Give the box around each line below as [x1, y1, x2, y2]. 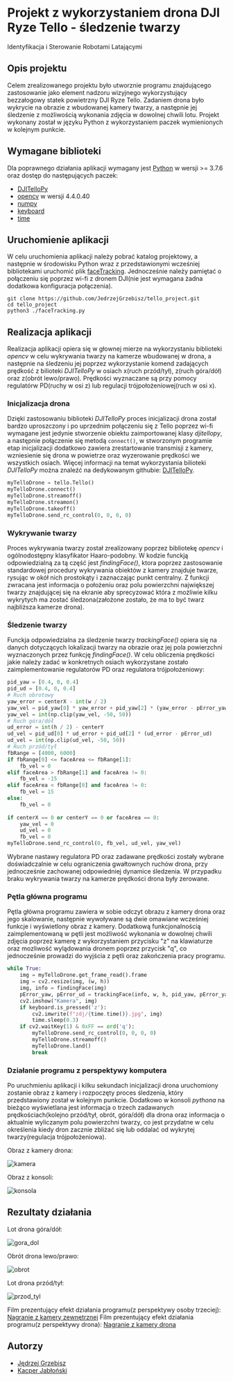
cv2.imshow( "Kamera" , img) [19, 997, 98, 1005]
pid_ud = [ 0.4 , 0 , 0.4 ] [7, 685, 76, 693]
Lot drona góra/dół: [7, 1225, 62, 1233]
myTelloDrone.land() [32, 1042, 92, 1050]
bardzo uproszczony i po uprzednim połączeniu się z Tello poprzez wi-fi [7, 422, 214, 431]
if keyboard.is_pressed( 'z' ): [19, 1004, 107, 1011]
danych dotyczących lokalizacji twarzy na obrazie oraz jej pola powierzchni [7, 643, 223, 652]
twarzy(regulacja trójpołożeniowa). [7, 1132, 107, 1141]
